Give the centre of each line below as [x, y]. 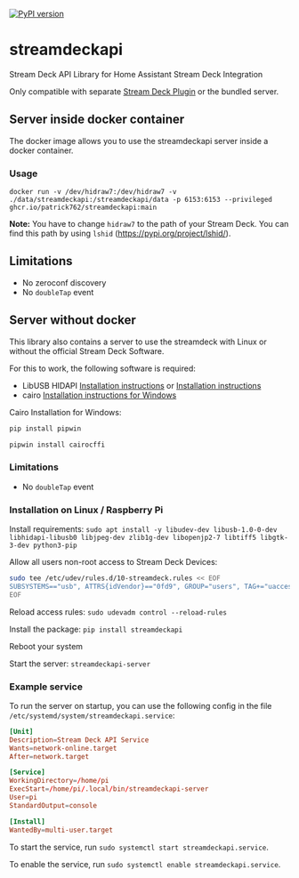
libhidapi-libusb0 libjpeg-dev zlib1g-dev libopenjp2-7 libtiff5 [133, 538]
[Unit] [21, 731]
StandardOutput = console [53, 805]
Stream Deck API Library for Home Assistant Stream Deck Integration [136, 74]
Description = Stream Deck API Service [79, 740]
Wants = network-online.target [63, 748]
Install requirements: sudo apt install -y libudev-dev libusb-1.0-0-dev [143, 529]
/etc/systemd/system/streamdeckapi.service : [92, 715]
